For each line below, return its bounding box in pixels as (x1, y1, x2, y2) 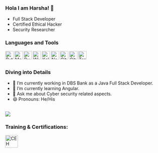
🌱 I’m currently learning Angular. (12, 85, 80, 91)
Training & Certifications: (5, 123, 68, 130)
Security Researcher (12, 27, 55, 33)
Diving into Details (5, 68, 51, 75)
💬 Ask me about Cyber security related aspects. (12, 91, 112, 97)
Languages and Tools (5, 39, 59, 46)
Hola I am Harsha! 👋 (5, 5, 54, 12)
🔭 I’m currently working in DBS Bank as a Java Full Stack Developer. (12, 80, 153, 86)
